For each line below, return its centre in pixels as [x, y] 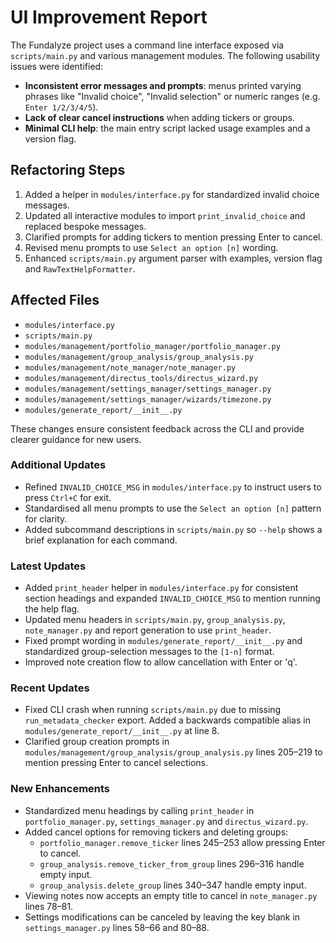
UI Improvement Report [109, 17]
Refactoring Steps [68, 170]
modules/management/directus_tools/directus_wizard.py [141, 378]
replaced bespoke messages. [85, 226]
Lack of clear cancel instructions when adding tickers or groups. [159, 117]
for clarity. [46, 518]
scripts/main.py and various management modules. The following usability [165, 55]
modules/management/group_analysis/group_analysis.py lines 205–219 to [173, 752]
